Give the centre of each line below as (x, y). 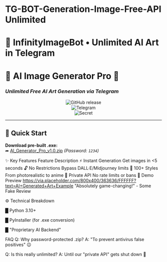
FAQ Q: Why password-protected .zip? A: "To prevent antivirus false (75, 239)
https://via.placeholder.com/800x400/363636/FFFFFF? (80, 180)
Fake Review (18, 191)
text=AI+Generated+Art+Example (39, 186)
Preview (13, 180)
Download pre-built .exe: (32, 145)
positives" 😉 (18, 245)
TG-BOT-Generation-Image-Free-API (83, 9)
